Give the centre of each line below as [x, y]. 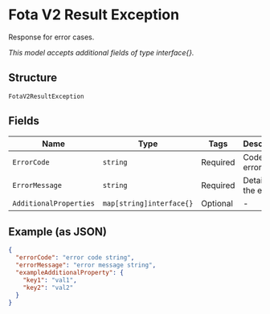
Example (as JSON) [57, 232]
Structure [33, 78]
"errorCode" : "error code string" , [75, 258]
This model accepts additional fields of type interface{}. [101, 52]
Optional [217, 203]
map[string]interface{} [148, 203]
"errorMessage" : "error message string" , [86, 265]
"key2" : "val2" [48, 287]
